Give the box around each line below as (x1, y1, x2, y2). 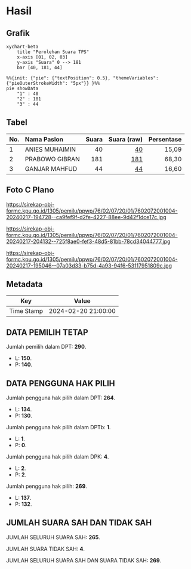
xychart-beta (6, 44, 39, 50)
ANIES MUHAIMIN (24, 145, 76, 153)
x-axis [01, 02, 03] (17, 54, 68, 60)
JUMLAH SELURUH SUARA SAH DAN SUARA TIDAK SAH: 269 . (6, 556, 162, 564)
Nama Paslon (24, 135, 64, 143)
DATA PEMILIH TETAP (6, 327, 88, 337)
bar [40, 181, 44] (17, 64, 63, 70)
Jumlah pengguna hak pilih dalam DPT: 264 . (6, 394, 116, 401)
